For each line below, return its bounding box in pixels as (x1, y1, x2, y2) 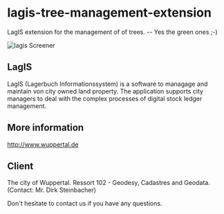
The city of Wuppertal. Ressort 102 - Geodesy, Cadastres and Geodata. (7, 179, 211, 187)
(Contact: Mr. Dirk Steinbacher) (7, 186, 97, 195)
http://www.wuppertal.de (7, 140, 79, 148)
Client (7, 160, 34, 172)
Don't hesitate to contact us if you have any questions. (7, 199, 162, 208)
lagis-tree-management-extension (7, 5, 212, 21)
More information (7, 122, 84, 134)
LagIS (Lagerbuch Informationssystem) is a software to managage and (7, 80, 208, 88)
